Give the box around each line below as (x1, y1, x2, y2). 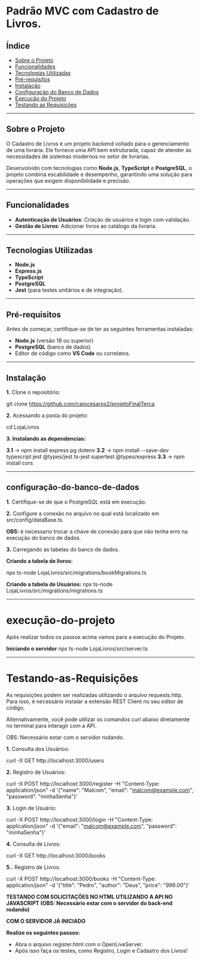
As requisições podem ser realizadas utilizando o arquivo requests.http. (6, 691, 183, 698)
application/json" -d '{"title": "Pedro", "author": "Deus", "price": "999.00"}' (6, 882, 190, 889)
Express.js (14, 268, 42, 275)
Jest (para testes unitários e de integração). (14, 286, 124, 294)
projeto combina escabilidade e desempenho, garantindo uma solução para (6, 171, 193, 178)
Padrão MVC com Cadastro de (6, 4, 159, 18)
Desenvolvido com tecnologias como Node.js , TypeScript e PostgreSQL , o (6, 164, 193, 171)
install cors (6, 459, 33, 467)
